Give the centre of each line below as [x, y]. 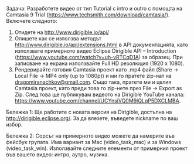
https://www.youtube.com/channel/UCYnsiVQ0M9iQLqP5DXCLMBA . [98, 101]
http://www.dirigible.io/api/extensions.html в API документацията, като [101, 45]
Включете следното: [32, 21]
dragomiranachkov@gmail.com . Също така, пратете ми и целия [93, 82]
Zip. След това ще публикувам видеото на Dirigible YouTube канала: [99, 94]
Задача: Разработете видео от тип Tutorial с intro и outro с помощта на [94, 8]
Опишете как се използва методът [58, 38]
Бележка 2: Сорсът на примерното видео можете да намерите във [90, 136]
